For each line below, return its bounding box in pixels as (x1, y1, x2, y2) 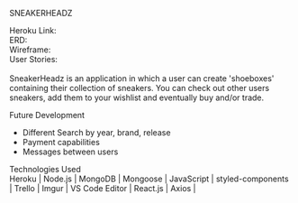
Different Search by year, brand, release (22, 127, 171, 138)
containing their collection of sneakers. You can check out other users (9, 83, 270, 93)
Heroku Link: (9, 25, 57, 35)
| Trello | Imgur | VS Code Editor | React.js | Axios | (9, 183, 196, 193)
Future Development (9, 110, 86, 120)
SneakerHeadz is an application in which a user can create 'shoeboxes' (9, 73, 275, 84)
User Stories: (9, 54, 59, 64)
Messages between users (22, 146, 119, 157)
